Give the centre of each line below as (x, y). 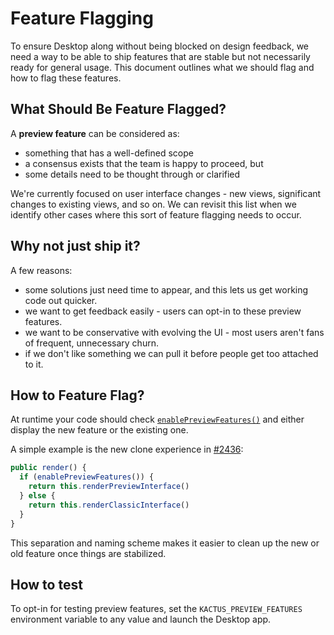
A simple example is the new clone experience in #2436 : (127, 449)
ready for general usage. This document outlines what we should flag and (162, 67)
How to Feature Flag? (77, 395)
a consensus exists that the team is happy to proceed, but (144, 163)
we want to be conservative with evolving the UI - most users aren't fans (174, 332)
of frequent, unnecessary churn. (91, 343)
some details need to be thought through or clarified (132, 174)
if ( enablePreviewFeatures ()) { (87, 477)
